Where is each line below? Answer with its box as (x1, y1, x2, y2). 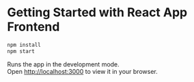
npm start (7, 47, 36, 55)
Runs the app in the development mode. (7, 60, 120, 68)
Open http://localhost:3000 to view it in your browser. (7, 67, 158, 75)
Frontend (7, 19, 60, 35)
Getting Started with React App (7, 5, 188, 20)
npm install (7, 41, 41, 48)
